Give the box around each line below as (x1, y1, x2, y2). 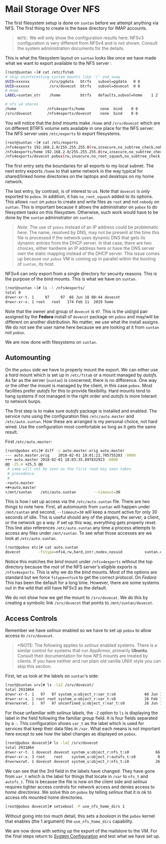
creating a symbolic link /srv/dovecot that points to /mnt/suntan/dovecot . (5, 600, 154, 606)
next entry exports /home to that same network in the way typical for (5, 168, 143, 174)
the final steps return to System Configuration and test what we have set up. (5, 833, 161, 839)
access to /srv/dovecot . (5, 632, 54, 638)
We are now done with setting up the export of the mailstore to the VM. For (5, 828, 158, 834)
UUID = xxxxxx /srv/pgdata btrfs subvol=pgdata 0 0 (5, 79, 140, 84)
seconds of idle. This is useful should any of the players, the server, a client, (5, 514, 160, 520)
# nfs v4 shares (5, 102, 39, 107)
